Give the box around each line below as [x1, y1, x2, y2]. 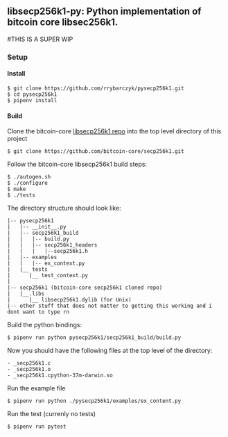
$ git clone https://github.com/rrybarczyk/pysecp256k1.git [7, 85, 185, 92]
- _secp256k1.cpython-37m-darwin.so [7, 372, 113, 379]
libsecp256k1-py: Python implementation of [7, 6, 202, 17]
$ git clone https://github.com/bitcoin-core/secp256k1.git [7, 148, 185, 155]
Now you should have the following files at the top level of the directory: [7, 347, 213, 355]
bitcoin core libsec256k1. [7, 17, 119, 28]
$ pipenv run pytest [7, 423, 67, 430]
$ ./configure [7, 180, 49, 187]
